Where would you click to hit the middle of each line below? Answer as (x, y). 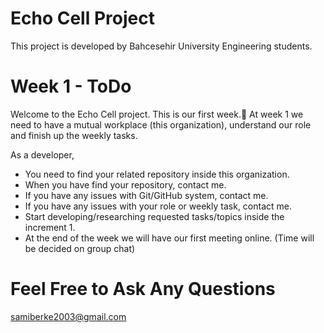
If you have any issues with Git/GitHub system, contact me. (146, 195)
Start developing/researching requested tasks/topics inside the (154, 216)
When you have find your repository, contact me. (125, 184)
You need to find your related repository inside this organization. (157, 174)
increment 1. (50, 227)
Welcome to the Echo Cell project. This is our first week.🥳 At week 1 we (157, 114)
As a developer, (42, 154)
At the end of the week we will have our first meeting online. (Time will (169, 238)
